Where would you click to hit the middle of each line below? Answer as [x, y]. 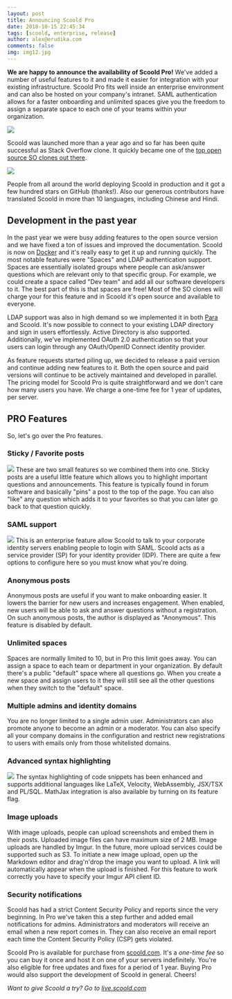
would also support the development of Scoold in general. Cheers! [102, 974]
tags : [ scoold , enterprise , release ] [62, 33]
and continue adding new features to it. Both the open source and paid [108, 367]
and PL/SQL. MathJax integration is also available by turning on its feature [113, 791]
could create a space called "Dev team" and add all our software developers [116, 281]
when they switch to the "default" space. [65, 687]
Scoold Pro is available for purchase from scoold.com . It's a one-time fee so [116, 952]
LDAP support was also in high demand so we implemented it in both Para [113, 317]
